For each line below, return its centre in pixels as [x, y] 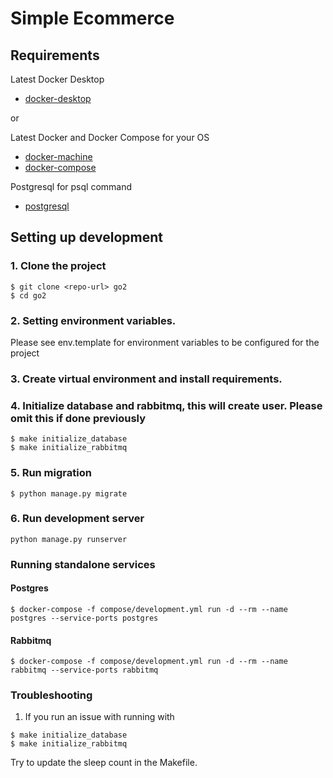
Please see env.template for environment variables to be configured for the [165, 342]
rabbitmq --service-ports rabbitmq [84, 670]
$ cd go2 [28, 295]
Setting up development [87, 237]
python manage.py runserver [69, 539]
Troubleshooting [51, 695]
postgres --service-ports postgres [84, 618]
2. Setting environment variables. [93, 320]
